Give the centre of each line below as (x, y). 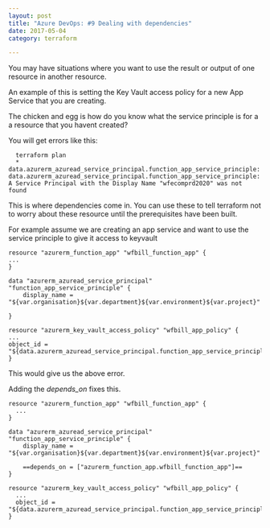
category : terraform (43, 38)
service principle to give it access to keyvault (83, 238)
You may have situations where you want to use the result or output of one (132, 68)
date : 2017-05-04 (37, 31)
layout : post (30, 16)
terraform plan (41, 155)
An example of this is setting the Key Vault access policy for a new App (126, 93)
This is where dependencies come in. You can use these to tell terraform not (135, 205)
